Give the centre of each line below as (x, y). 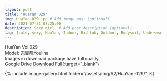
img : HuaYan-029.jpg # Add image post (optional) (58, 19)
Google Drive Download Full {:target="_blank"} (52, 64)
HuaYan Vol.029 (22, 47)
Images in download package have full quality (52, 58)
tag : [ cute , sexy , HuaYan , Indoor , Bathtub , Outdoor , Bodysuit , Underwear (84, 33)
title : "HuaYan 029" (27, 14)
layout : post (19, 10)
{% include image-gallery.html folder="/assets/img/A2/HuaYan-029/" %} (80, 73)
